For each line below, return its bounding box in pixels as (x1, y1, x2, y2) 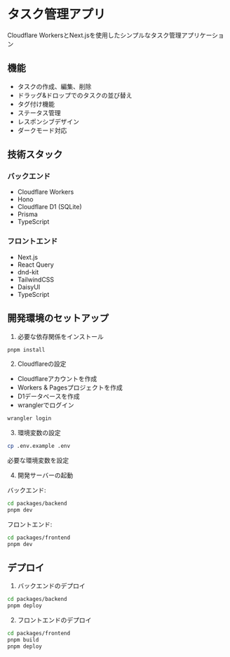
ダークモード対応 (17, 126, 67, 134)
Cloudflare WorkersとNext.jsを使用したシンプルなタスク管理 (7, 31, 182, 39)
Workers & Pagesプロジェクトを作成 (17, 383, 123, 392)
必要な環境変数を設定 (7, 456, 69, 465)
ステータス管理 (17, 108, 61, 117)
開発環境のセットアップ (7, 312, 109, 324)
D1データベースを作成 (17, 392, 80, 401)
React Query (17, 260, 54, 269)
